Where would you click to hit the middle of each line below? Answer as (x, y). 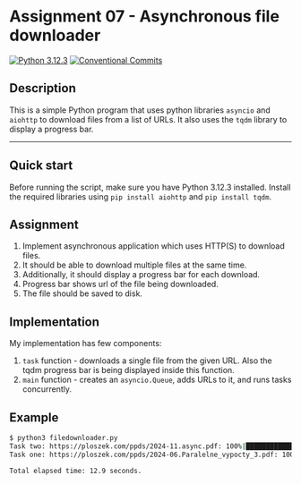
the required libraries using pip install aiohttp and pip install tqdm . (140, 196)
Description (43, 88)
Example (34, 417)
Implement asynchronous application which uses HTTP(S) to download (153, 246)
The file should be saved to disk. (82, 293)
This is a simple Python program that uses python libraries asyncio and (140, 110)
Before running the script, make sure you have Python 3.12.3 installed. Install (150, 187)
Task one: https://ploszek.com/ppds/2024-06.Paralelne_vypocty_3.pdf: (144, 454)
